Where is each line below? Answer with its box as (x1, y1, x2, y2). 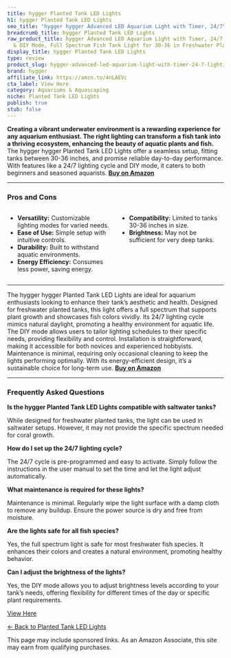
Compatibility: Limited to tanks (129, 214, 218, 222)
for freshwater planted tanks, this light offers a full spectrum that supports (7, 305, 217, 314)
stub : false (7, 106, 41, 113)
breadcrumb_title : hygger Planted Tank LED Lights (7, 29, 155, 36)
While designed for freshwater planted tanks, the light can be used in (7, 417, 203, 425)
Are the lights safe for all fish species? (7, 527, 119, 535)
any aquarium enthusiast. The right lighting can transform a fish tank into (7, 132, 221, 140)
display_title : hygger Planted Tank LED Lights (7, 49, 146, 56)
